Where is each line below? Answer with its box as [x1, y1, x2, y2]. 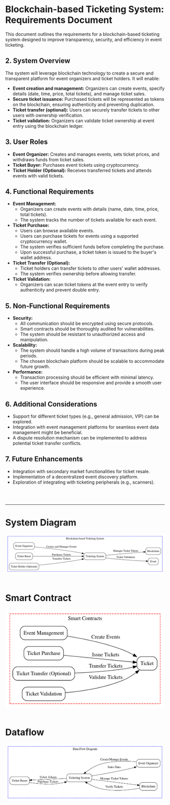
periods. [20, 353, 38, 359]
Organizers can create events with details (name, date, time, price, [20, 206, 159, 212]
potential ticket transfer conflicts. [12, 440, 82, 446]
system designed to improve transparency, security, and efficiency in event [5, 36, 162, 43]
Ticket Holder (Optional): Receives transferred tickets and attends [12, 167, 152, 173]
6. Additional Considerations [5, 399, 98, 409]
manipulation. [20, 337, 49, 343]
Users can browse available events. [20, 228, 95, 234]
